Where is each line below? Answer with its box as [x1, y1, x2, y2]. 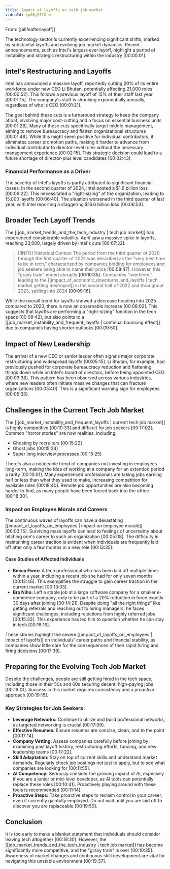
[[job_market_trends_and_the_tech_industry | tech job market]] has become [5, 842, 163, 848]
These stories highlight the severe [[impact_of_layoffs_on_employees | [5, 631, 152, 637]
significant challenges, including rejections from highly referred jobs [12, 610, 156, 616]
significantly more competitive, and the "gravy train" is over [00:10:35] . [5, 847, 154, 853]
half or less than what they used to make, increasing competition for [5, 477, 148, 483]
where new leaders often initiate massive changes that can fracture [5, 380, 146, 386]
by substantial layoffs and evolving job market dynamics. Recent [5, 41, 140, 47]
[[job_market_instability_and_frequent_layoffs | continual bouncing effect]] [5, 319, 160, 326]
